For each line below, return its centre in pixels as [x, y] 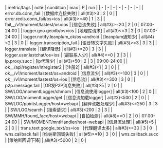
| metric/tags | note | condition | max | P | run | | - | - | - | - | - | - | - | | [74, 8]
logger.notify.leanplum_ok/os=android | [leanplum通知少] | [82, 37]
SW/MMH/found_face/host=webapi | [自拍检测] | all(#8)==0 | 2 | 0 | [73, 116]
